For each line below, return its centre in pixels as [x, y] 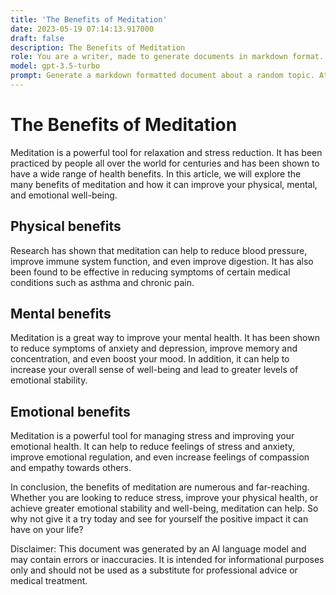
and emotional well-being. [64, 195]
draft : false [37, 38]
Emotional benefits [70, 411]
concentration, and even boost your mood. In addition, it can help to [150, 359]
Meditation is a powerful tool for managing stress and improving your [152, 436]
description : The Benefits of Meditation [98, 47]
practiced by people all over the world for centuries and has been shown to [165, 163]
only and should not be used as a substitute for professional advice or [154, 570]
